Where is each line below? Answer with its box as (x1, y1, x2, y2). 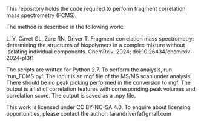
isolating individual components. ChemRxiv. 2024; (6, 48, 131, 55)
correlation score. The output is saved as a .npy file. (6, 92, 136, 99)
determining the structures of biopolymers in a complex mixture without (6, 42, 185, 48)
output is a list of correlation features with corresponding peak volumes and (6, 85, 196, 93)
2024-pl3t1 (6, 55, 35, 61)
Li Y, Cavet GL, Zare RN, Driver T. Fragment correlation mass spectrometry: (6, 35, 194, 42)
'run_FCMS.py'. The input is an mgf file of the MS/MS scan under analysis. (6, 73, 192, 79)
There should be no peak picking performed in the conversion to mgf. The (6, 79, 191, 86)
